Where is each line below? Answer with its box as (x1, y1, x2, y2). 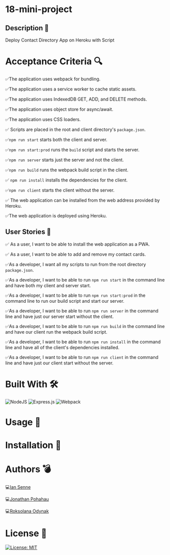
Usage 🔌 (5, 416, 41, 428)
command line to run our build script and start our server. (5, 298, 125, 304)
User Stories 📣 (5, 227, 52, 236)
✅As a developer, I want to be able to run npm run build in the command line (5, 323, 165, 329)
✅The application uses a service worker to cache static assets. (5, 86, 137, 92)
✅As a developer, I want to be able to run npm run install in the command (5, 339, 161, 345)
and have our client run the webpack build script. (5, 329, 108, 335)
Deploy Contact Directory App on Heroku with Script (5, 37, 115, 43)
